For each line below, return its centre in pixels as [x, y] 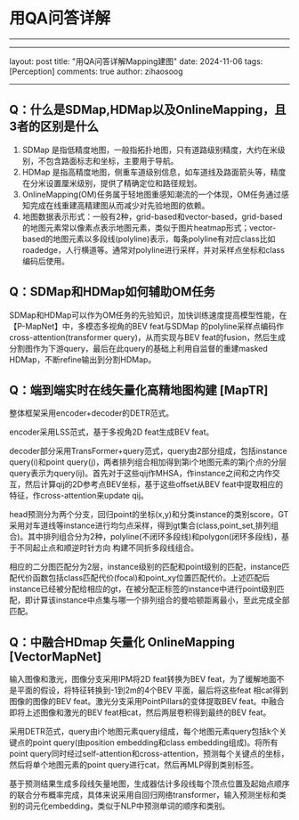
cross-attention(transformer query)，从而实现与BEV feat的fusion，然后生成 [148, 337]
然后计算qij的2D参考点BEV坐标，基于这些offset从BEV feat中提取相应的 [154, 484]
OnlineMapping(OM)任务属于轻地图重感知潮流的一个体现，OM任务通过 [152, 194]
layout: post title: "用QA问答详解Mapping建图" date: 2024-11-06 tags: [136, 61]
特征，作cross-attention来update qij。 [79, 496]
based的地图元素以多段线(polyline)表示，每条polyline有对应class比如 [149, 239]
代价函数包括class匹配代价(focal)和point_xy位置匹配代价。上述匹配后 [143, 578]
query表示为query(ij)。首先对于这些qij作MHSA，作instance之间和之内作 [141, 474]
